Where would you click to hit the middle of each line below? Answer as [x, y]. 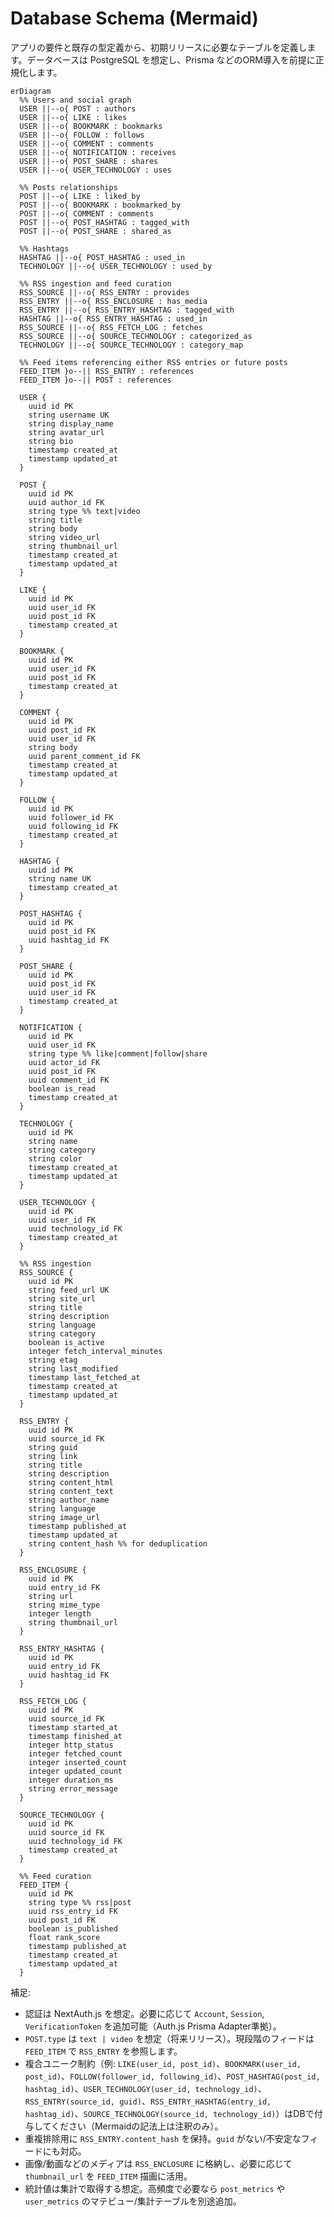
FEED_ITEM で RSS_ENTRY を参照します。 [103, 2051]
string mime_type [64, 1605]
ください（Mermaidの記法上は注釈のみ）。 [137, 2126]
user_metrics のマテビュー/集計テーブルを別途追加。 [133, 2201]
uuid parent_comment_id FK [84, 756]
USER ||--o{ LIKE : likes [73, 117]
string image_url [64, 1517]
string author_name [69, 1500]
